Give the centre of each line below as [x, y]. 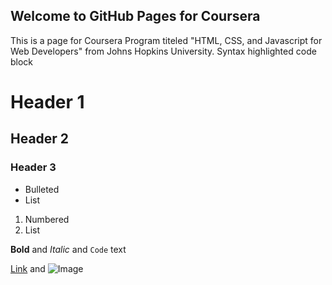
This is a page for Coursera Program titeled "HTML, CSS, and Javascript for [166, 40]
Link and [28, 268]
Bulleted [42, 189]
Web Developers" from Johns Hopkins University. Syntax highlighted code [163, 51]
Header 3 [33, 167]
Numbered [47, 219]
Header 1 [47, 102]
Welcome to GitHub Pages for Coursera [135, 16]
